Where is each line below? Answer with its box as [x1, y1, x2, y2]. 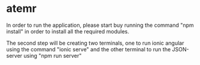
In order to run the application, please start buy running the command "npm [6, 21, 194, 29]
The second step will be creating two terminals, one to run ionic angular [6, 39, 185, 47]
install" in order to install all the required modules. [6, 27, 130, 35]
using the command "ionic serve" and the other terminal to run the [6, 45, 171, 52]
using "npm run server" [23, 52, 82, 59]
